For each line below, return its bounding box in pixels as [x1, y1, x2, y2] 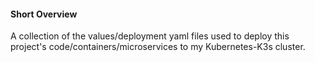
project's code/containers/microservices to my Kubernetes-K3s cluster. [10, 41, 306, 53]
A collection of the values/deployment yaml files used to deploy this [10, 30, 290, 42]
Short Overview [10, 8, 78, 20]
